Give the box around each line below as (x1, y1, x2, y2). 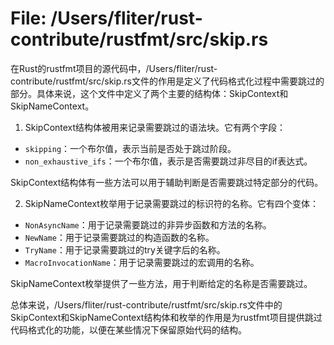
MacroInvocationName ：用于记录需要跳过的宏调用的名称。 (24, 256, 260, 268)
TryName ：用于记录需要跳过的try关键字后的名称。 (24, 243, 226, 256)
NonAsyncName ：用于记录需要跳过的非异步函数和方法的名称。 (24, 218, 272, 231)
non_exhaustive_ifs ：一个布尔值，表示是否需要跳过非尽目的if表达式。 (24, 155, 313, 167)
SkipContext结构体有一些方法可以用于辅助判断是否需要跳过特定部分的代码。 (10, 176, 324, 188)
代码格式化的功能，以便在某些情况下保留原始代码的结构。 (10, 323, 247, 336)
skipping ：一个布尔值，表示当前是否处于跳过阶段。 (24, 142, 237, 154)
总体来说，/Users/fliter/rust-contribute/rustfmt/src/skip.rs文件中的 (10, 298, 283, 311)
